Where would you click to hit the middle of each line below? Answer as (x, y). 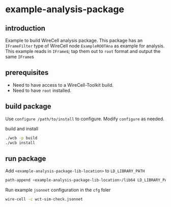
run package (26, 158)
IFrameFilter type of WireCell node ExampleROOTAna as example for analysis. (85, 46)
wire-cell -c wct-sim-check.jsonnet (44, 199)
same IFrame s (20, 57)
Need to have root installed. (42, 90)
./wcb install (20, 143)
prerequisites (27, 73)
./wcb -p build (21, 138)
